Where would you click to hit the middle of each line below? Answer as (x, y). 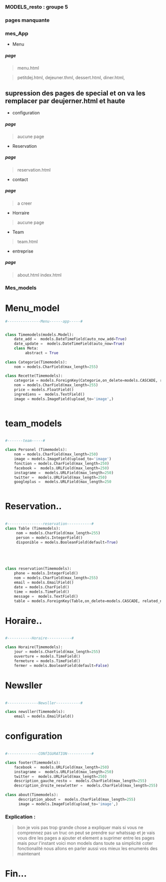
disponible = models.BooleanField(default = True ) (67, 542)
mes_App (17, 33)
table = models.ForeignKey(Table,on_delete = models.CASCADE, (77, 601)
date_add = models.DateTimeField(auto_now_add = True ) (70, 339)
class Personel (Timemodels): (36, 450)
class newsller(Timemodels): (35, 712)
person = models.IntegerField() (49, 537)
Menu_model (32, 308)
